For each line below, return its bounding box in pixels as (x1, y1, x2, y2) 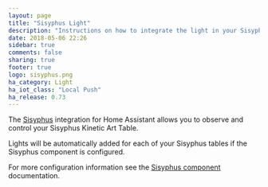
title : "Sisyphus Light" (8, 19, 91, 27)
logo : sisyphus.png (8, 71, 73, 79)
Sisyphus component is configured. (8, 147, 125, 157)
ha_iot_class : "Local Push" (8, 85, 102, 94)
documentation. (8, 171, 61, 181)
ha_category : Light (8, 78, 73, 86)
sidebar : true (8, 41, 56, 49)
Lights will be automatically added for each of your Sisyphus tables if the (8, 138, 247, 148)
